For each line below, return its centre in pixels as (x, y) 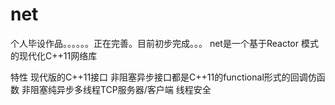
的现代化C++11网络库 (54, 55)
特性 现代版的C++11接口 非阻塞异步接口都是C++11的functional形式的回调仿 (163, 77)
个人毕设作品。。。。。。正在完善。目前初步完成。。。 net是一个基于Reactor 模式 (164, 43)
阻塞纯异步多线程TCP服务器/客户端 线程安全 (120, 89)
